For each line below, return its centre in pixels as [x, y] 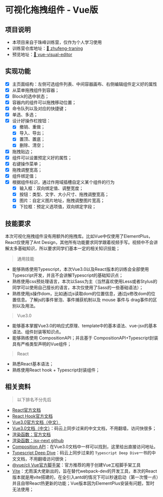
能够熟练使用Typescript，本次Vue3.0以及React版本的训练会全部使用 [81, 269]
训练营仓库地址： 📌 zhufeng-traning [47, 48]
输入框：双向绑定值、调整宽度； [51, 188]
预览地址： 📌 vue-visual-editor [42, 54]
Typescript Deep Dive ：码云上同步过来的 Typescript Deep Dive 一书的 [82, 453]
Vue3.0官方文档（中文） [36, 422]
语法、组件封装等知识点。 [38, 332]
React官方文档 [27, 410]
